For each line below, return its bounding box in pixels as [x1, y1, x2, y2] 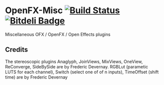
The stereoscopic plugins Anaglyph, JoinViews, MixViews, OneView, [5, 59, 143, 64]
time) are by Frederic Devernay [5, 74, 68, 80]
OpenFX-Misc [5, 5, 63, 16]
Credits [5, 45, 28, 54]
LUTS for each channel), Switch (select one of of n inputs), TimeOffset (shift [5, 69, 159, 75]
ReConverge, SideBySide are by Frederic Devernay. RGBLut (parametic [5, 64, 148, 69]
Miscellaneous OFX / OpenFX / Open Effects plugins [5, 31, 111, 37]
